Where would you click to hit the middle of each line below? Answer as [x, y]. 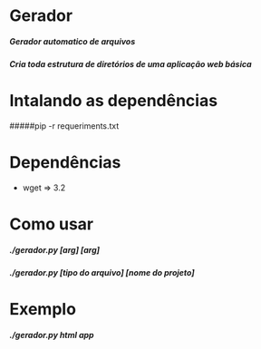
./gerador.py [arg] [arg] [55, 249]
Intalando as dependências [114, 101]
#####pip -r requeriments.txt [64, 126]
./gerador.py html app [52, 334]
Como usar [52, 224]
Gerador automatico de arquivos [72, 41]
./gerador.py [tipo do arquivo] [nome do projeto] [102, 273]
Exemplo [43, 310]
